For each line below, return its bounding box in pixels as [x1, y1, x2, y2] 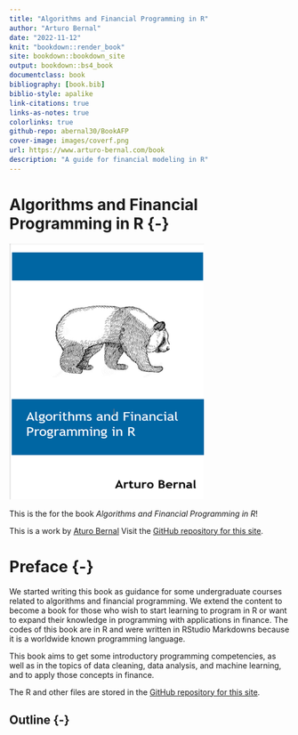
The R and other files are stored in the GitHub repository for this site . [9, 686, 261, 698]
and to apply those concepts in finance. [9, 669, 155, 680]
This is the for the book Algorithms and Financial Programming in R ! [9, 508, 258, 519]
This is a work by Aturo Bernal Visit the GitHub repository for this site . [9, 525, 264, 536]
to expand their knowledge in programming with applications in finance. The [9, 614, 289, 625]
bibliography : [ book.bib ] [9, 80, 105, 89]
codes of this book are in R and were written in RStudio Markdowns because [9, 624, 290, 634]
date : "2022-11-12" [9, 33, 82, 42]
